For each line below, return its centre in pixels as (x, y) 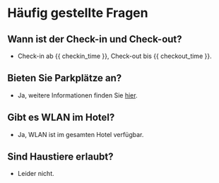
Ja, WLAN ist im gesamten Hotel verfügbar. (81, 134)
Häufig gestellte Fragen (78, 13)
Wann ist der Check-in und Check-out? (95, 39)
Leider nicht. (36, 174)
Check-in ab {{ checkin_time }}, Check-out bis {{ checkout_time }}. (114, 56)
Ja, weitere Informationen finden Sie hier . (77, 95)
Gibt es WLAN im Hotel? (61, 118)
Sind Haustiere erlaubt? (60, 157)
